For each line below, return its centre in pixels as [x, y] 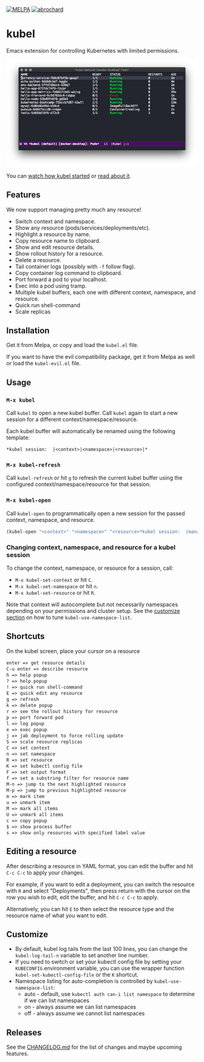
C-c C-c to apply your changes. [46, 872]
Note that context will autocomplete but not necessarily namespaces [92, 604]
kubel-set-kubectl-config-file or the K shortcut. [76, 975]
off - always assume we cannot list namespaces [84, 1013]
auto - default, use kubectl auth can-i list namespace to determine [110, 994]
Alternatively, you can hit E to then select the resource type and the [90, 909]
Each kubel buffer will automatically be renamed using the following [91, 431]
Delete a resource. [38, 260]
